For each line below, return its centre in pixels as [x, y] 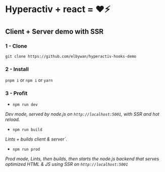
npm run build [27, 130]
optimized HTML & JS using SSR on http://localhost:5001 [67, 164]
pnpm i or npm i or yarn [29, 80]
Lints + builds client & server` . [36, 139]
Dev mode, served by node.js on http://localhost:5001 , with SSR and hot [82, 114]
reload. [13, 120]
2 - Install [17, 69]
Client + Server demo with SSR [54, 31]
